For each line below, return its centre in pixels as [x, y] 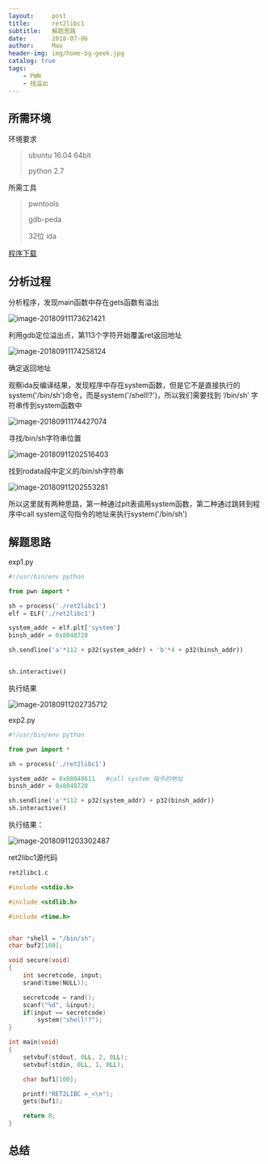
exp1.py [21, 562]
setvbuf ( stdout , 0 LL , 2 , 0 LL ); [75, 1057]
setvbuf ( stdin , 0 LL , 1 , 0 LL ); [74, 1065]
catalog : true [32, 61]
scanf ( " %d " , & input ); [59, 1005]
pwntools [43, 204]
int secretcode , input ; [63, 976]
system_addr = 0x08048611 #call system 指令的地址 [96, 778]
